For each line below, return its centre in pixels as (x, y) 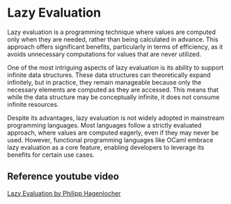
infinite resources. (33, 104)
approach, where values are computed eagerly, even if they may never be (113, 133)
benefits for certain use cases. (51, 155)
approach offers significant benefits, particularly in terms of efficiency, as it (115, 46)
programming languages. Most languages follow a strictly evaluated (104, 125)
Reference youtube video (63, 177)
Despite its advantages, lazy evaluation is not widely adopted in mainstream (116, 118)
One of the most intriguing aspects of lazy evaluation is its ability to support (115, 67)
